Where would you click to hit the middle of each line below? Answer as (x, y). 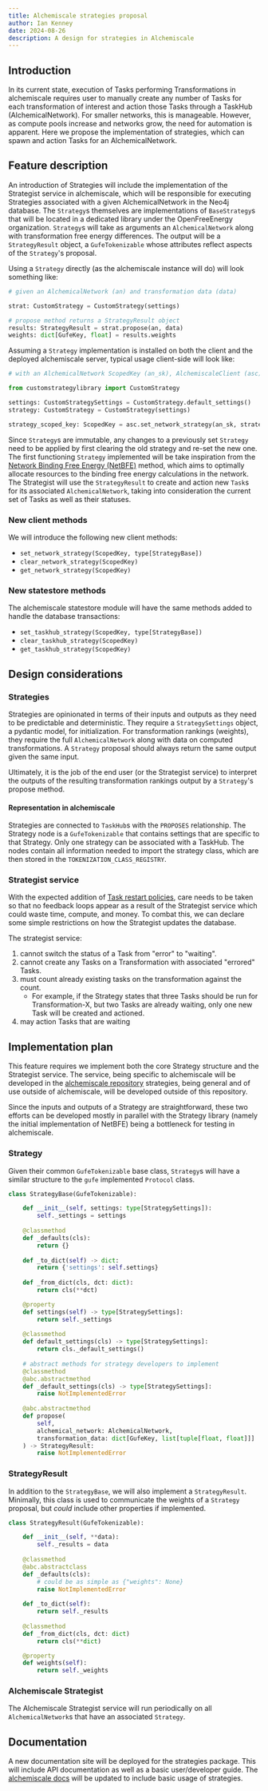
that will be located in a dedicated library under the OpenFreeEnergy (121, 219)
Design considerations (66, 674)
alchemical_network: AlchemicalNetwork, (105, 1431)
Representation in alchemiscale (62, 808)
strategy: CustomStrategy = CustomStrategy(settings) (100, 410)
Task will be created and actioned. (88, 1013)
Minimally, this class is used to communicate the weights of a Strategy (124, 1499)
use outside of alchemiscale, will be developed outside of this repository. (128, 1091)
